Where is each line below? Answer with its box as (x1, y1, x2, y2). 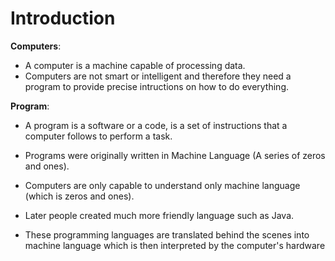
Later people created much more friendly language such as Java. (24, 209, 295, 221)
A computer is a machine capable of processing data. (24, 59, 246, 71)
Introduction (10, 7, 116, 30)
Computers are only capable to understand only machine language (24, 179, 301, 191)
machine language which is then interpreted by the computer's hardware (24, 239, 326, 251)
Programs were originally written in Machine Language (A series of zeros (24, 149, 326, 161)
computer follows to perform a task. (24, 130, 173, 142)
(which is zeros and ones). (24, 190, 135, 202)
